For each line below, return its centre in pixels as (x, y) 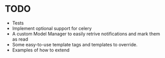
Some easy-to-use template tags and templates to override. (75, 44)
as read (20, 39)
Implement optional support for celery (52, 28)
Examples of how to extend (41, 50)
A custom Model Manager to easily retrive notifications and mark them (86, 34)
